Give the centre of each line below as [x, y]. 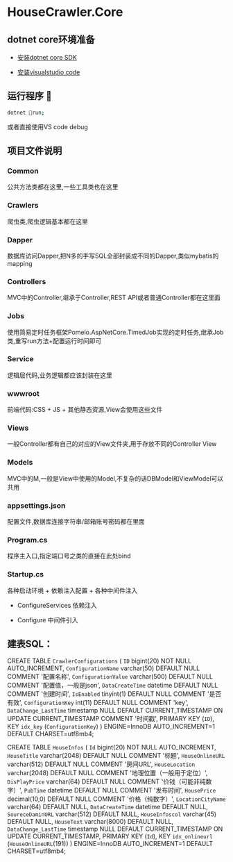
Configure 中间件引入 [48, 620]
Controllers [27, 281]
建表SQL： [30, 644]
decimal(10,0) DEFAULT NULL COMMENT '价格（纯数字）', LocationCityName [116, 799]
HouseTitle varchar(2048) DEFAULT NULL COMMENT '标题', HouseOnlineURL [116, 756]
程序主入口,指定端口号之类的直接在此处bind [69, 556]
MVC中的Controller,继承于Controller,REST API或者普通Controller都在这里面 [114, 298]
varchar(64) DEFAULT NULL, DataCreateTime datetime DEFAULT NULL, [107, 807]
